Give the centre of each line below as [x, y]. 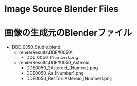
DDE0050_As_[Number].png [55, 73]
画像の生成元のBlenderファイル [68, 33]
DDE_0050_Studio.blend [36, 47]
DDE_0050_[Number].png [52, 57]
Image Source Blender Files [62, 9]
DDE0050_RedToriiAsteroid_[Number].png [69, 78]
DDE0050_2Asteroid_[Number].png [62, 68]
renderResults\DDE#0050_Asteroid [54, 63]
